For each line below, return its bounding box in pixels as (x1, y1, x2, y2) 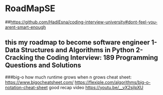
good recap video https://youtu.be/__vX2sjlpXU (48, 84, 144, 90)
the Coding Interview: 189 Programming (35, 54, 158, 62)
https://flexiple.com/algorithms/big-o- (74, 79, 151, 85)
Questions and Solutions (5, 61, 81, 70)
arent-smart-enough (5, 24, 46, 30)
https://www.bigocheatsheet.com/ (5, 79, 74, 85)
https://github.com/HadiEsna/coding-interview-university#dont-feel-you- (10, 19, 158, 25)
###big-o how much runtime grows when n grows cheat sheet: (5, 74, 132, 80)
